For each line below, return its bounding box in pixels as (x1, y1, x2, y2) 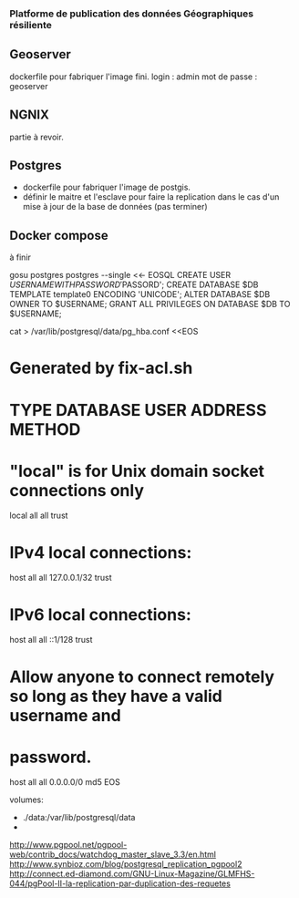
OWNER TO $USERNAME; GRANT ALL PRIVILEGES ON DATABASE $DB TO (9, 299, 291, 310)
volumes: (9, 794, 44, 805)
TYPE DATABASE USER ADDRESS (9, 399, 267, 420)
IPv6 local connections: (9, 604, 191, 624)
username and (9, 705, 121, 726)
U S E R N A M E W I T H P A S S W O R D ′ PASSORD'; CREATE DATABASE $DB (9, 279, 259, 290)
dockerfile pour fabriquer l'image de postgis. (22, 181, 191, 193)
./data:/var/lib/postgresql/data (22, 812, 136, 823)
